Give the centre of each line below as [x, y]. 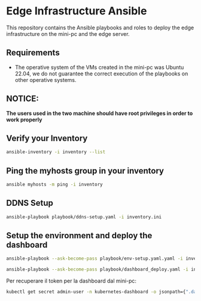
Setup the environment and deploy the [79, 235]
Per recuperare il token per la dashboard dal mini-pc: [71, 281]
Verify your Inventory [47, 138]
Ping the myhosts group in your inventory [85, 171]
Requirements [33, 53]
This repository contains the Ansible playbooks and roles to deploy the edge [100, 28]
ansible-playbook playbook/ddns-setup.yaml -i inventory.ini [84, 217]
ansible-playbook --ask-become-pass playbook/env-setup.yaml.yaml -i [95, 259]
